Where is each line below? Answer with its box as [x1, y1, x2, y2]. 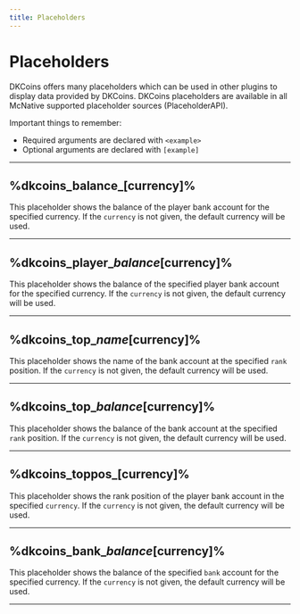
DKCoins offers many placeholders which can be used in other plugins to [9, 81, 279, 92]
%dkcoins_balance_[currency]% [9, 178, 196, 193]
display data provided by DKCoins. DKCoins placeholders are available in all [9, 90, 287, 101]
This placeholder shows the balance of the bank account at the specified [9, 423, 279, 434]
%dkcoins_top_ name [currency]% [9, 332, 201, 347]
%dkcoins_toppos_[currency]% [9, 467, 190, 482]
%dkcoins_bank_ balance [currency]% [9, 543, 226, 559]
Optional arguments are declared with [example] [21, 144, 199, 154]
